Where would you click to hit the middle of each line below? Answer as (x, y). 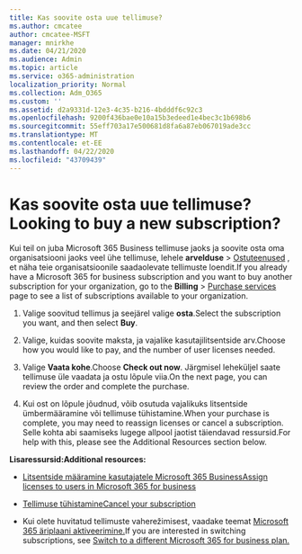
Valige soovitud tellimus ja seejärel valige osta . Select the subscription (151, 313)
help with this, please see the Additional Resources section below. (145, 442)
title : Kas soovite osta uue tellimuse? (86, 18)
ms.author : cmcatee (46, 26)
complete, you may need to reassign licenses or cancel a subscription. (153, 423)
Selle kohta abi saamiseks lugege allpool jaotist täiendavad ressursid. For (156, 433)
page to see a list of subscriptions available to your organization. (129, 296)
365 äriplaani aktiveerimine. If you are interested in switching (134, 531)
